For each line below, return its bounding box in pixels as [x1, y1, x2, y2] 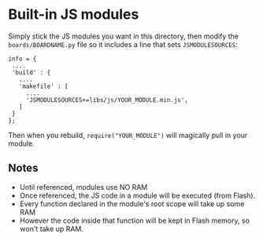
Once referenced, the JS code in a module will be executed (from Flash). [19, 191, 256, 200]
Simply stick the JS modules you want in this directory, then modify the [8, 31, 239, 41]
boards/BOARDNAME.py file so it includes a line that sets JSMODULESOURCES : [8, 39, 238, 49]
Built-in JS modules [8, 5, 139, 24]
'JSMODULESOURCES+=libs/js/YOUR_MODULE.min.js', [25, 96, 189, 104]
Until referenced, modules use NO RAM [19, 182, 148, 191]
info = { [8, 55, 37, 63]
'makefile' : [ [18, 82, 69, 90]
